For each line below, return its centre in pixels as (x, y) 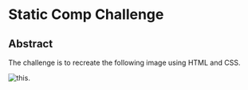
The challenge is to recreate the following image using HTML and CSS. (124, 62)
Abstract (31, 44)
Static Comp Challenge (86, 15)
